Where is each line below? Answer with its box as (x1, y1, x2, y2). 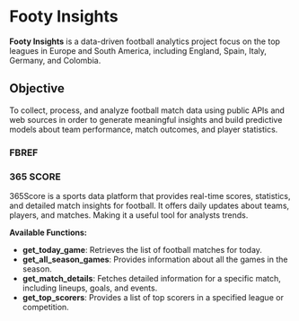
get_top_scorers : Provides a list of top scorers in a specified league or (22, 291, 285, 302)
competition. (22, 301, 69, 312)
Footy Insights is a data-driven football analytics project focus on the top (9, 36, 281, 47)
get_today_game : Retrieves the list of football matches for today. (22, 244, 263, 255)
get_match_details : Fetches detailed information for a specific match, (22, 273, 281, 283)
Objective (9, 81, 66, 96)
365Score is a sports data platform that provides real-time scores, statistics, (9, 190, 291, 201)
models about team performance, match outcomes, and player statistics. (9, 124, 278, 134)
